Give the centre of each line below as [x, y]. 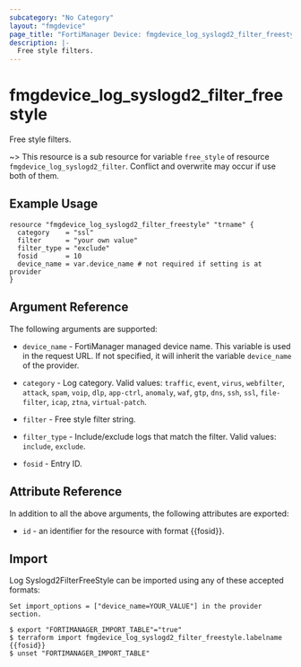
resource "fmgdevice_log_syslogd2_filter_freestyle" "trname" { [132, 224]
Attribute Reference [66, 491]
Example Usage [54, 204]
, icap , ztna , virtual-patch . [97, 401]
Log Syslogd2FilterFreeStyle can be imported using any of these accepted [146, 581]
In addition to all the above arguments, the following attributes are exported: [149, 513]
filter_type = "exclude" [64, 248]
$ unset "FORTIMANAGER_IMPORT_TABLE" [80, 654]
